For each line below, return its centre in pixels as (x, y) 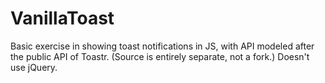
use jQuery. (34, 67)
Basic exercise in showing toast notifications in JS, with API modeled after (162, 46)
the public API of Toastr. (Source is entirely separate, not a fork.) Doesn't (160, 56)
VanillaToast (62, 18)
